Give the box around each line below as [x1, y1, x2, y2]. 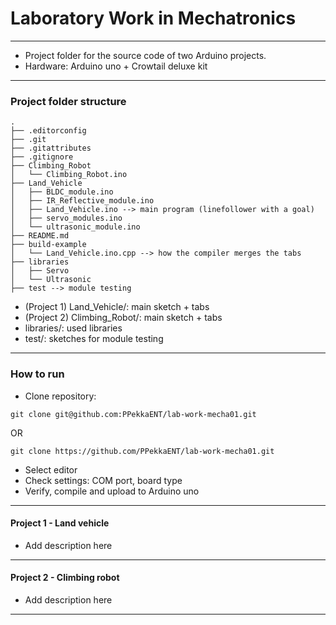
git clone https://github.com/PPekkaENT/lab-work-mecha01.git [10, 446, 275, 456]
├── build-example [10, 240, 87, 250]
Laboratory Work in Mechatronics [10, 7, 297, 30]
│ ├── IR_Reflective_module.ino [10, 196, 155, 206]
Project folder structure [10, 94, 127, 108]
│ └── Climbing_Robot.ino [10, 170, 128, 180]
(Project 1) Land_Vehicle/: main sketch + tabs [24, 301, 210, 313]
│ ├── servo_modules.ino [10, 213, 123, 224]
